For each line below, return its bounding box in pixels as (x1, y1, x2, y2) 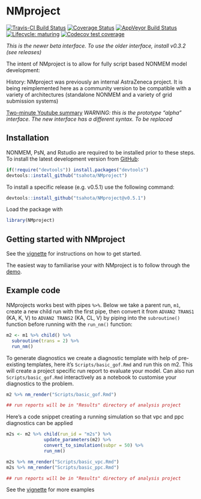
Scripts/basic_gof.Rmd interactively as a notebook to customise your (6, 373, 177, 381)
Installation (6, 133, 49, 143)
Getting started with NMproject (6, 234, 125, 244)
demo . (6, 268, 22, 275)
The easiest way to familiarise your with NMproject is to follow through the (6, 262, 190, 269)
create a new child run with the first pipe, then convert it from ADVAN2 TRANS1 (6, 308, 194, 315)
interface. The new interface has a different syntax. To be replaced (6, 115, 173, 123)
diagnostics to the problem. (6, 380, 74, 387)
